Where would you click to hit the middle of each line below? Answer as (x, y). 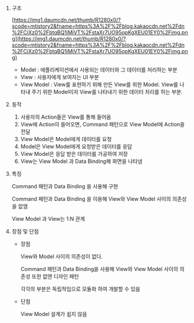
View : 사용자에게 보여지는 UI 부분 (60, 77)
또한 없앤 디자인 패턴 (55, 276)
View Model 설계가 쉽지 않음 (54, 314)
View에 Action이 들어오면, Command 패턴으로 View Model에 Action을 (103, 124)
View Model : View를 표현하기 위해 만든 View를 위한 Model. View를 (99, 84)
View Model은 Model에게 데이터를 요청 (66, 139)
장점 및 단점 (25, 231)
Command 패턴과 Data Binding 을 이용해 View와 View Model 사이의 (91, 199)
